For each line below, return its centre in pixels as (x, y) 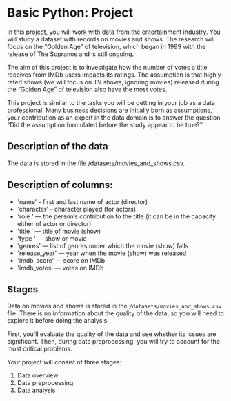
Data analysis (36, 390)
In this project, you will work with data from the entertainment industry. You (114, 32)
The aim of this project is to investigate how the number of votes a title (107, 67)
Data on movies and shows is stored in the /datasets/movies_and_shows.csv (114, 306)
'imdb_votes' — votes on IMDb (60, 268)
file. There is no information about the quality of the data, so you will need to (115, 313)
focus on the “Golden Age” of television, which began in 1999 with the (107, 46)
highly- (214, 75)
